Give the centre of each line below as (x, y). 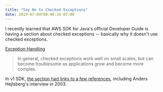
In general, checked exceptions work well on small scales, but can (85, 58)
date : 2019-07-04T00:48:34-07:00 (40, 14)
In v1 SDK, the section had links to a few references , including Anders (77, 79)
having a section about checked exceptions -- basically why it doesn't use (81, 34)
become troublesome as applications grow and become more (80, 64)
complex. (27, 69)
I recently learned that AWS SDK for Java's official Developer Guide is (77, 28)
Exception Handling (25, 49)
